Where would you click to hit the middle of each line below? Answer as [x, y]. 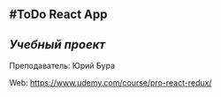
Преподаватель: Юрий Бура [62, 66]
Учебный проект [57, 45]
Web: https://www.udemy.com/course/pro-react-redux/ [110, 83]
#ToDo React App [58, 15]
